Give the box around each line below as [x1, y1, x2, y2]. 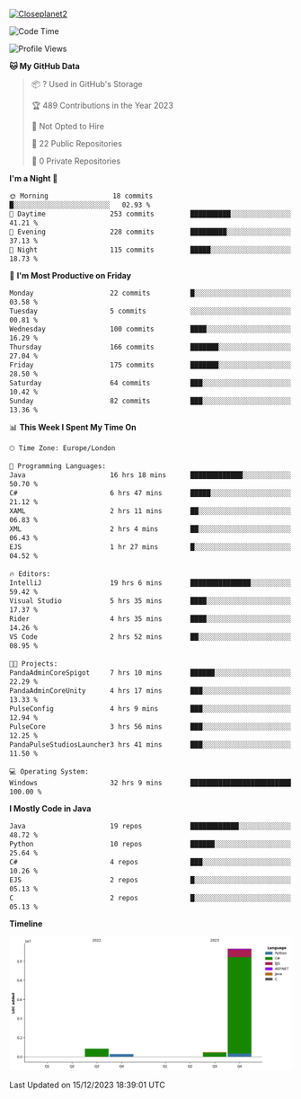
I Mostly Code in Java [9, 803, 92, 813]
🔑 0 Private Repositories [31, 155, 121, 166]
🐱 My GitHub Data [9, 61, 81, 71]
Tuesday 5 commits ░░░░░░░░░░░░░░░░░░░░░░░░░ [9, 306, 292, 315]
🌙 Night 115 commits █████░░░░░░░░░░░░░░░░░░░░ [9, 245, 292, 254]
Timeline [9, 918, 43, 929]
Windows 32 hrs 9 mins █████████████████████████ [9, 778, 292, 787]
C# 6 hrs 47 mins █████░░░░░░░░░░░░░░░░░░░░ [9, 489, 292, 498]
